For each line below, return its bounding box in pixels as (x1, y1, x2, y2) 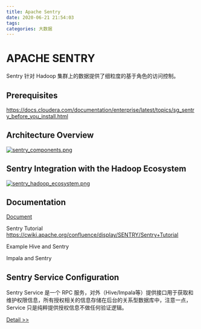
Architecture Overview (6, 130, 94, 141)
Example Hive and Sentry (6, 243, 69, 251)
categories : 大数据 (6, 25, 53, 32)
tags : (6, 20, 20, 26)
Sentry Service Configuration (6, 272, 120, 283)
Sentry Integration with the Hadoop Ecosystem (6, 164, 187, 174)
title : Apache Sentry (6, 8, 61, 15)
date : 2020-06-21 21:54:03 (6, 14, 74, 21)
